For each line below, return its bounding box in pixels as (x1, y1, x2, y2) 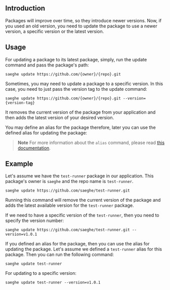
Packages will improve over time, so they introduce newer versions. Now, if (5, 17, 162, 23)
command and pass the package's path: (5, 62, 90, 68)
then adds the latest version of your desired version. (5, 114, 114, 121)
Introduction (5, 4, 46, 13)
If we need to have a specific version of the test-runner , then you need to (5, 212, 159, 219)
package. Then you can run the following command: (5, 251, 114, 258)
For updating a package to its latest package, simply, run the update (5, 56, 147, 62)
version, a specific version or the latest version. (5, 28, 104, 34)
